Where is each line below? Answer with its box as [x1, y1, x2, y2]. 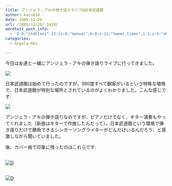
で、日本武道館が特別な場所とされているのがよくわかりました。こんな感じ [5, 87, 162, 93]
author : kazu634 [5, 12, 40, 17]
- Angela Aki [10, 41, 38, 46]
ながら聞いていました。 [14, 133, 64, 139]
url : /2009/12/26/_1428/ [5, 22, 58, 27]
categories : [5, 36, 31, 42]
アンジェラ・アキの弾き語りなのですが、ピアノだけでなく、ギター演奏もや [5, 114, 162, 120]
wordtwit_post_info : [5, 27, 50, 32]
